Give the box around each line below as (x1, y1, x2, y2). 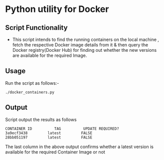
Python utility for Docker (5, 3, 109, 15)
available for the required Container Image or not (5, 149, 106, 155)
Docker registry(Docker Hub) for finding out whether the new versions (12, 47, 157, 53)
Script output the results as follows (5, 116, 77, 123)
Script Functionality (5, 23, 68, 32)
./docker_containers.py (5, 90, 55, 95)
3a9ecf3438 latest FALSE (5, 131, 93, 136)
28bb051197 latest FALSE (5, 135, 93, 140)
